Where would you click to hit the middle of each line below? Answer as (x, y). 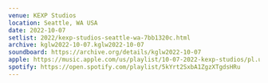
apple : (19, 60)
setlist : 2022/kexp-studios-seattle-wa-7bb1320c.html (100, 38)
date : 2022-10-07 (37, 30)
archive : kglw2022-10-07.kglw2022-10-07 (77, 45)
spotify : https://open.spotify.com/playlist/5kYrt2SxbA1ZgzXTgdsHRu (124, 67)
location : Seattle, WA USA (53, 23)
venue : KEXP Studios (43, 15)
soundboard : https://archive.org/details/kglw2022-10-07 (105, 52)
